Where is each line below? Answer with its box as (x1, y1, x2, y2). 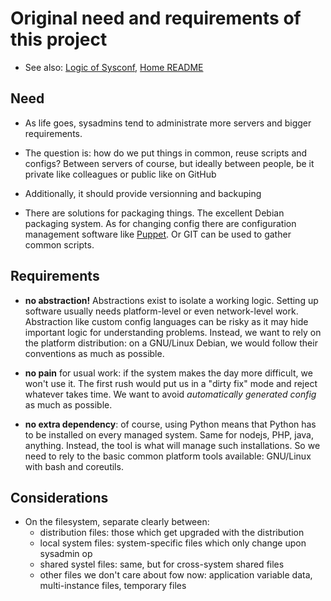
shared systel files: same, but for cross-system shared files (39, 558, 285, 571)
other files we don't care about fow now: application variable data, (39, 569, 313, 581)
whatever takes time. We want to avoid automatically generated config (24, 388, 317, 400)
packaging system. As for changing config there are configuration (24, 217, 297, 229)
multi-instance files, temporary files (39, 580, 187, 592)
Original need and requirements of (10, 7, 302, 30)
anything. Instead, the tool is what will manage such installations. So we (24, 439, 321, 451)
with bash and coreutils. (24, 460, 124, 472)
